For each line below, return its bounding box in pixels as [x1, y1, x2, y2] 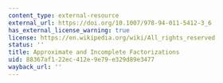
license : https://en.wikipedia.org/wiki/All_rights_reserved [8, 33, 216, 42]
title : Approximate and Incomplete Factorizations [8, 48, 180, 56]
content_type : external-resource [8, 11, 119, 20]
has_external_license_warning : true [8, 26, 130, 34]
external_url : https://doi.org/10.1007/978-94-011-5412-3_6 [8, 19, 213, 27]
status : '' [8, 41, 45, 49]
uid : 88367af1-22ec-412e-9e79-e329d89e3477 [8, 56, 155, 64]
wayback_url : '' [8, 63, 62, 71]
